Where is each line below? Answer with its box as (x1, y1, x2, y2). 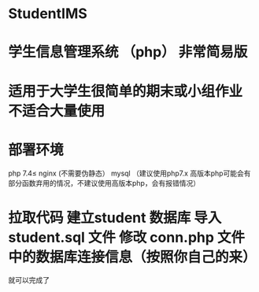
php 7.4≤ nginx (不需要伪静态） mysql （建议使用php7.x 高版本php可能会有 (8, 168, 251, 178)
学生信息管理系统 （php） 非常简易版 (8, 43, 248, 61)
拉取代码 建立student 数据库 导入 (8, 209, 222, 227)
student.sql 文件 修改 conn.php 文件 (8, 228, 246, 246)
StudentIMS (8, 5, 88, 23)
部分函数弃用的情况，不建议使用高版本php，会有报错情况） (8, 178, 201, 187)
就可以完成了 (8, 275, 50, 285)
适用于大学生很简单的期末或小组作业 (8, 82, 243, 100)
